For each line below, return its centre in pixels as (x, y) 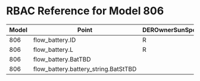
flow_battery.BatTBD (62, 59)
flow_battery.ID (54, 40)
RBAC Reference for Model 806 (85, 11)
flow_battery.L (53, 49)
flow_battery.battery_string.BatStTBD (85, 68)
